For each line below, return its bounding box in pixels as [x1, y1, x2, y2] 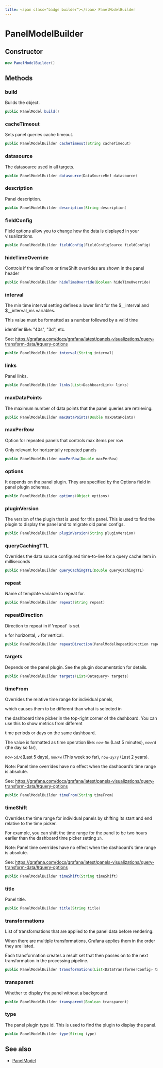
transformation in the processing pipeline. [5, 958, 89, 964]
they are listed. [5, 943, 35, 949]
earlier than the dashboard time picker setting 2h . [5, 835, 103, 841]
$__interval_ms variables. [5, 308, 56, 314]
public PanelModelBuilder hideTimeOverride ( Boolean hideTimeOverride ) [5, 280, 151, 285]
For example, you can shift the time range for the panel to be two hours [5, 830, 147, 836]
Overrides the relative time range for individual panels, [5, 696, 114, 702]
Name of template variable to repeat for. [5, 591, 85, 597]
